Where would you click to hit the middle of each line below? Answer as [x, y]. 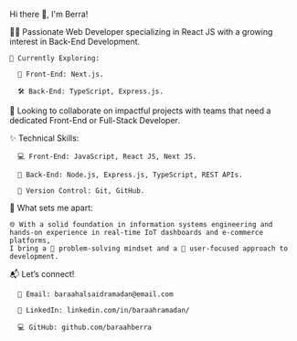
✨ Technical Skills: [44, 138]
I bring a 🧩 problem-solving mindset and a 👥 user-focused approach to [148, 249]
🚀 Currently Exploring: [55, 59]
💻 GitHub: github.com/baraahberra [85, 327]
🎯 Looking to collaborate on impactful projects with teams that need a [140, 111]
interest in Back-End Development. [75, 42]
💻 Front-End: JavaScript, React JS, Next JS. [107, 156]
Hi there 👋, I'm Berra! [49, 14]
